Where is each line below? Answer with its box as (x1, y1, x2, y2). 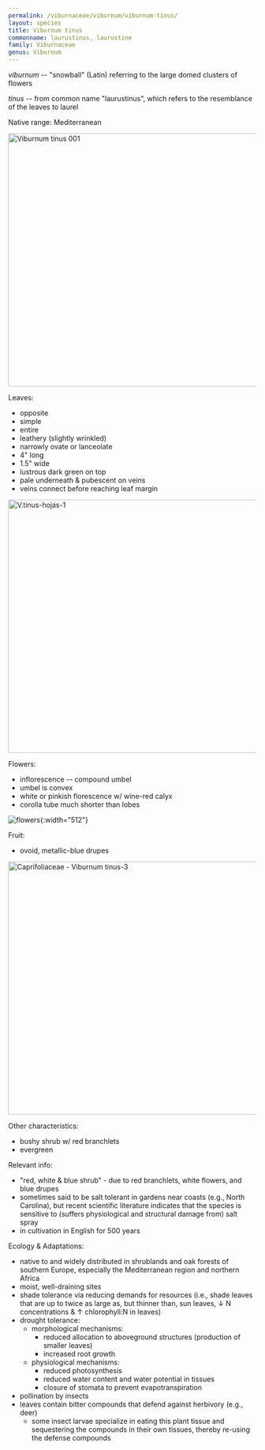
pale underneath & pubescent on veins (19, 475, 146, 485)
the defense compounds (31, 1433, 112, 1442)
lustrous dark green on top (19, 468, 106, 476)
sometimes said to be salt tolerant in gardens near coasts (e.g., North (19, 1192, 245, 1202)
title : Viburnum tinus (8, 26, 83, 34)
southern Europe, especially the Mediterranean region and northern (19, 1265, 240, 1274)
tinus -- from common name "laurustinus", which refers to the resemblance (8, 94, 252, 103)
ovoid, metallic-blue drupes (19, 846, 109, 855)
